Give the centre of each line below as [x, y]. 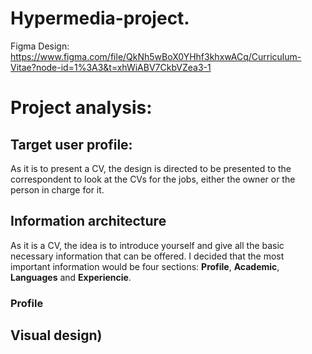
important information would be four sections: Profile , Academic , [145, 266]
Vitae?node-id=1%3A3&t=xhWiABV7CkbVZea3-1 [111, 67]
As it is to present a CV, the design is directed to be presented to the [151, 168]
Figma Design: [40, 46]
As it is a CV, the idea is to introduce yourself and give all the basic [147, 245]
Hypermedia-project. [100, 18]
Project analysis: [81, 108]
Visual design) [56, 335]
